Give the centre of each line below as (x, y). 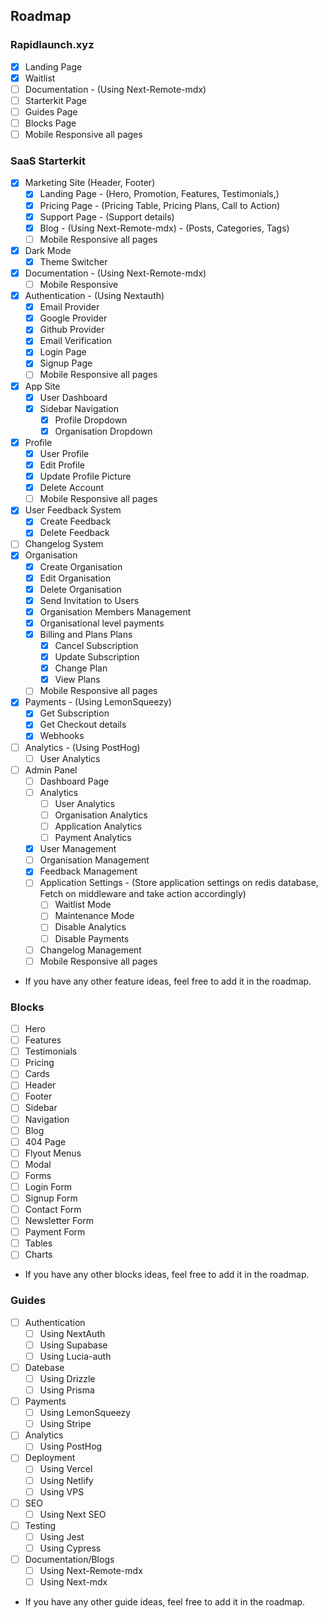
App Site (42, 386)
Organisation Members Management (115, 611)
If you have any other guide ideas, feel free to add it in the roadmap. (165, 1602)
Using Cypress (70, 1548)
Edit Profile (62, 465)
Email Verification (75, 341)
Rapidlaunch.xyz (52, 45)
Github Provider (72, 330)
